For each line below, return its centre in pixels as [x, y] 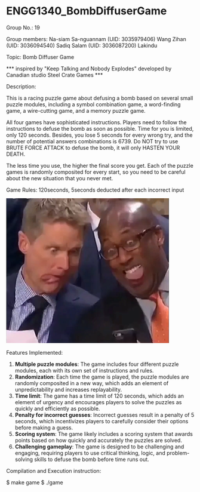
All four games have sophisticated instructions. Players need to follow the [96, 122]
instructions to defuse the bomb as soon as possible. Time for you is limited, [100, 128]
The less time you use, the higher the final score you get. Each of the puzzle [100, 165]
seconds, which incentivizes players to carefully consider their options [101, 421]
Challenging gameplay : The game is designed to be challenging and [99, 447]
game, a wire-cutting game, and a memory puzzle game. [76, 110]
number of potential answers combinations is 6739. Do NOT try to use [92, 141]
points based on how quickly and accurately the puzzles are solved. [98, 440]
